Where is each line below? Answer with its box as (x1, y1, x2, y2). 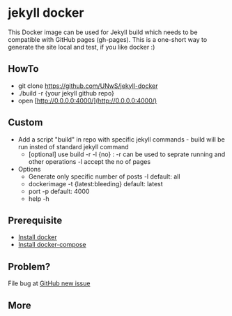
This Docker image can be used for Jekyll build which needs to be (8, 28, 198, 36)
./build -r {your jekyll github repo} (17, 89, 114, 97)
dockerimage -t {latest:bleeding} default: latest (28, 179, 163, 188)
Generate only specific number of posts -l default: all (28, 172, 180, 181)
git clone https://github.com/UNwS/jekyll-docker (17, 82, 159, 90)
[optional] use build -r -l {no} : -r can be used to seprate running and (28, 150, 226, 158)
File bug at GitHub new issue (8, 279, 91, 287)
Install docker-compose (17, 241, 86, 249)
